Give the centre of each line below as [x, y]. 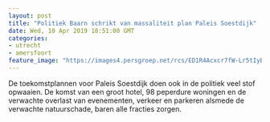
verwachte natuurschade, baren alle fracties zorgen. [95, 108]
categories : [28, 38]
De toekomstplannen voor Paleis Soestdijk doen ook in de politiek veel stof [132, 83]
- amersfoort [30, 53]
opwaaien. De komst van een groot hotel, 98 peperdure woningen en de [127, 91]
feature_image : [34, 61]
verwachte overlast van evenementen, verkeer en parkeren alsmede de [127, 100]
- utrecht [25, 46]
